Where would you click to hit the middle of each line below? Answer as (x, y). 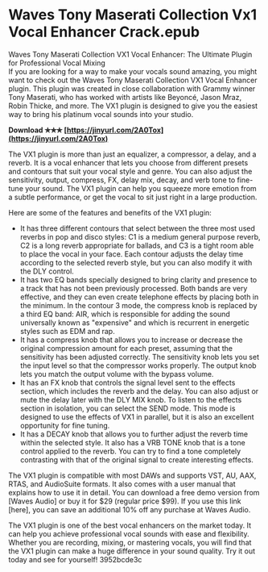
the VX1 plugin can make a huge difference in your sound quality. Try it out (132, 551)
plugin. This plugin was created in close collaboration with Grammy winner (132, 88)
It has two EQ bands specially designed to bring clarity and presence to (138, 279)
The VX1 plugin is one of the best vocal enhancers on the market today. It (130, 525)
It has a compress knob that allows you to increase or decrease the (131, 340)
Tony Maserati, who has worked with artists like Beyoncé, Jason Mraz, (125, 97)
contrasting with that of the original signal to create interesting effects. (136, 459)
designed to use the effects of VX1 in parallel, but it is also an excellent (137, 416)
